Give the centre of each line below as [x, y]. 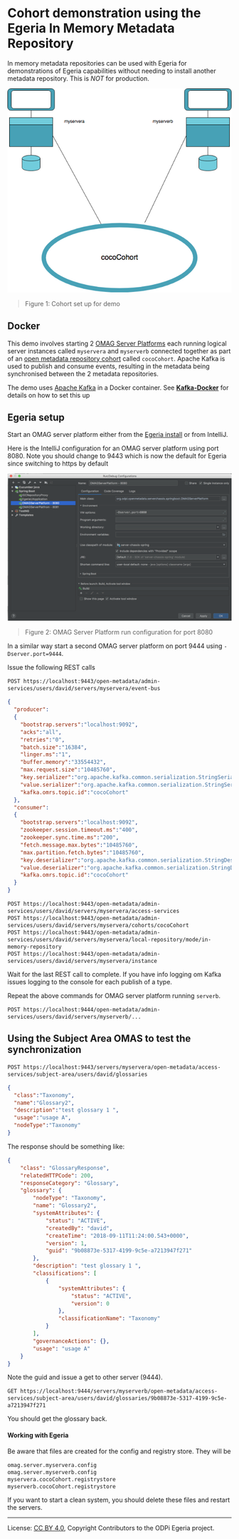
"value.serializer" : [51, 784]
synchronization [44, 1050]
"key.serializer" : [47, 777]
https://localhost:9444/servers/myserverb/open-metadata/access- [119, 1391]
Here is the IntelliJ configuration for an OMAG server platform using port [113, 448]
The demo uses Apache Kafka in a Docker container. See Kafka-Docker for [118, 388]
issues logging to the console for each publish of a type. [90, 982]
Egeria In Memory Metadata [91, 28]
